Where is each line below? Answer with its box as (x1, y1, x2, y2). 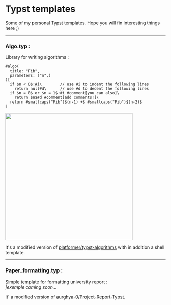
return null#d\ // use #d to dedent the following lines (14, 86, 149, 91)
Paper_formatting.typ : (5, 267, 63, 274)
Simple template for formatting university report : (5, 279, 108, 285)
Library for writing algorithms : (5, 54, 69, 60)
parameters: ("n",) (10, 73, 51, 78)
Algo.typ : (5, 43, 31, 50)
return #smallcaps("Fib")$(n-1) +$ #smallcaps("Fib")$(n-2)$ (10, 99, 142, 105)
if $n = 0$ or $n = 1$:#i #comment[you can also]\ (10, 91, 120, 96)
